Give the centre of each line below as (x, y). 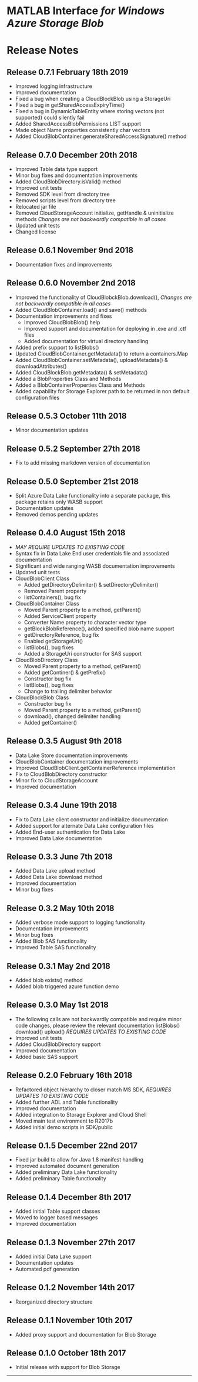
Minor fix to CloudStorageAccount (56, 780)
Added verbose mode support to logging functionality (80, 922)
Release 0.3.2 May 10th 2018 (61, 908)
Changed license (36, 232)
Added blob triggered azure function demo (67, 986)
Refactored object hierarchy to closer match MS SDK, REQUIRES (93, 1090)
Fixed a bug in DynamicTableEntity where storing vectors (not (90, 111)
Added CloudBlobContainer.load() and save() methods (81, 310)
